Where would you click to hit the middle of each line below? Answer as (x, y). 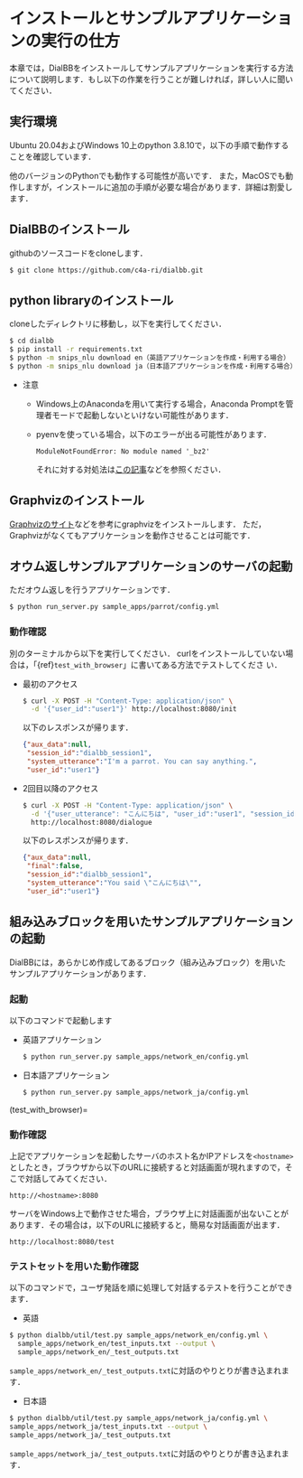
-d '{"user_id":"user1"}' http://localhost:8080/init (134, 709)
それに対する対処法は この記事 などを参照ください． (131, 469)
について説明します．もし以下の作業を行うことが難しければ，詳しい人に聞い (151, 79)
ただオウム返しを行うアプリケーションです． (92, 590)
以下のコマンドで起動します (61, 1020)
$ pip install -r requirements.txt (76, 350)
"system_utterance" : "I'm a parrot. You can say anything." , (142, 762)
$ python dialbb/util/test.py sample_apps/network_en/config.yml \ (139, 1335)
